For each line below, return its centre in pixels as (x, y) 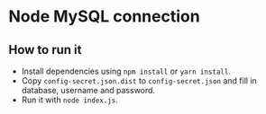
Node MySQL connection (104, 17)
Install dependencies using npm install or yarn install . (126, 71)
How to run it (45, 50)
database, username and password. (88, 90)
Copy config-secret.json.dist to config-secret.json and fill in (139, 81)
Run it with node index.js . (69, 100)
